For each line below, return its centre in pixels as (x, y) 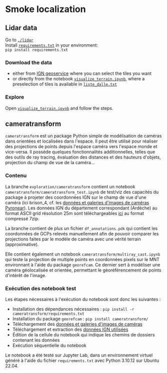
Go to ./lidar (19, 40)
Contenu (16, 176)
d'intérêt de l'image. (26, 275)
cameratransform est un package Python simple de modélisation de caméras (83, 136)
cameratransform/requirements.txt (48, 314)
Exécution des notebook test (41, 288)
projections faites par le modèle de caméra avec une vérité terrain (73, 239)
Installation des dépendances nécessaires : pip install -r (73, 309)
